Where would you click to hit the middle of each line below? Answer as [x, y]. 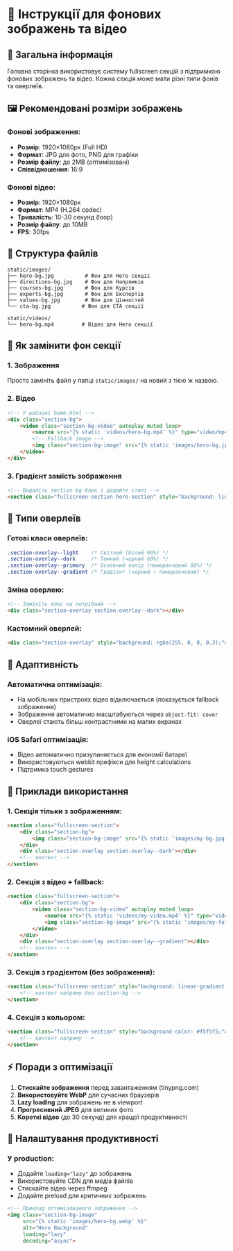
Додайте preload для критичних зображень [82, 1196]
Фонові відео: [32, 187]
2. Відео [21, 399]
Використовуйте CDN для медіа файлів [75, 1181]
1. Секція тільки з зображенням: [65, 811]
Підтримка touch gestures [55, 770]
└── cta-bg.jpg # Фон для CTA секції [76, 306]
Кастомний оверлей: [44, 628]
